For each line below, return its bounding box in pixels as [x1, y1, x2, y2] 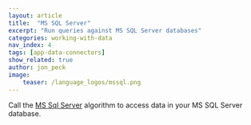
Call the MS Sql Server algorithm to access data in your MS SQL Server [8, 100, 243, 110]
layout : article [8, 11, 62, 20]
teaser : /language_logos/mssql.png [22, 78, 141, 86]
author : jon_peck [8, 64, 66, 72]
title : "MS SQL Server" [8, 19, 91, 27]
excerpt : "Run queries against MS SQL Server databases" [8, 26, 202, 34]
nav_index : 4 [8, 41, 52, 49]
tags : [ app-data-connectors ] [8, 49, 106, 57]
